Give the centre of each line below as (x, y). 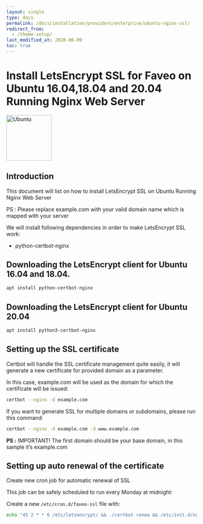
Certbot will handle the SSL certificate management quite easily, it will (93, 364)
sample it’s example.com (37, 447)
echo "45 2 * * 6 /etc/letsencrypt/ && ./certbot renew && (82, 515)
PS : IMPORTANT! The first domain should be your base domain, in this (95, 440)
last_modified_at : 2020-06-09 (44, 40)
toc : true (19, 46)
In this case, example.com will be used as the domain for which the (90, 382)
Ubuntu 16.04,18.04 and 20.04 (84, 89)
